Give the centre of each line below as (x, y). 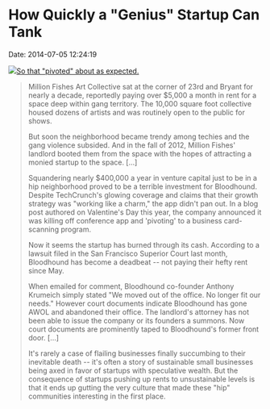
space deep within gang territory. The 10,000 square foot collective (140, 103)
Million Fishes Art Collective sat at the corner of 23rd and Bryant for (141, 86)
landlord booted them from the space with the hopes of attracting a (140, 153)
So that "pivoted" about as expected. (78, 71)
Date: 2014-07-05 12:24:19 (53, 54)
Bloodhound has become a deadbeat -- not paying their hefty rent (138, 262)
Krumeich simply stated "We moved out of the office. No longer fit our (144, 294)
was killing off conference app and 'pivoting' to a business (125, 220)
